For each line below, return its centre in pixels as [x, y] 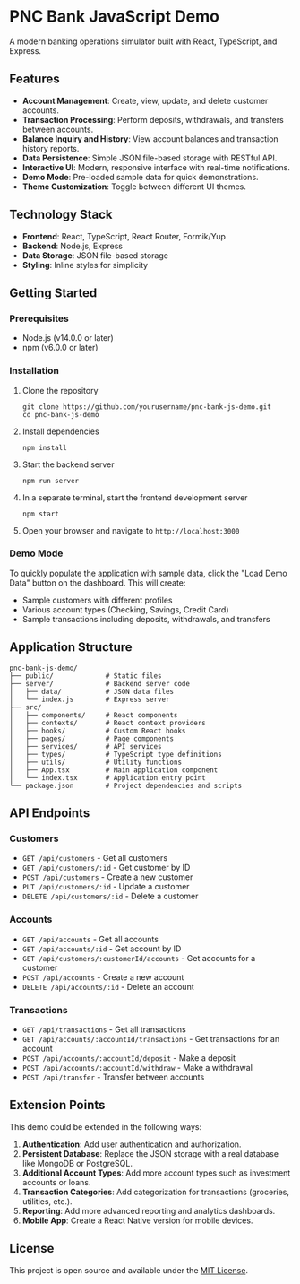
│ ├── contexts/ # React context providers [107, 723]
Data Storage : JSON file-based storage [95, 255]
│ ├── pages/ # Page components [92, 738]
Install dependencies [61, 431]
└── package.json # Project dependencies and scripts [126, 785]
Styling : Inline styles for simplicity [85, 265]
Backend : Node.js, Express [73, 246]
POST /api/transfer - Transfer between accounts [113, 1077]
